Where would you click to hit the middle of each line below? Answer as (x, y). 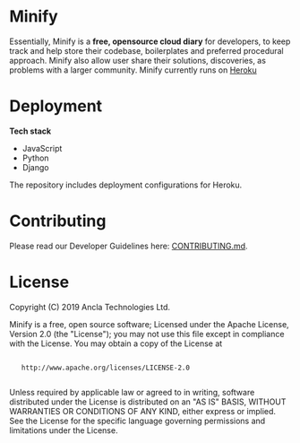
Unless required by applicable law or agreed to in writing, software (132, 392)
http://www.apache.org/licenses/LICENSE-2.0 (106, 368)
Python (35, 158)
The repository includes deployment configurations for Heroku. (126, 185)
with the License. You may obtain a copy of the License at (116, 343)
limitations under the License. (64, 430)
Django (35, 167)
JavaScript (42, 148)
